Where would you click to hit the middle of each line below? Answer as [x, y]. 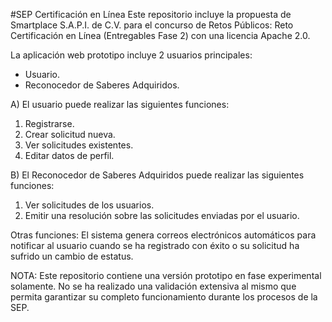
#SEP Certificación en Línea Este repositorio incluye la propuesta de [151, 14]
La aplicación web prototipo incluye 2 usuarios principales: [131, 55]
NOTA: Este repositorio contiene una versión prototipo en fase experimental [166, 275]
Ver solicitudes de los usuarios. [89, 205]
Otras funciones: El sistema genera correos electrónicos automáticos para [163, 235]
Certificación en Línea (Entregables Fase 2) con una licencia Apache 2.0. [160, 35]
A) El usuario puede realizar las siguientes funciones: [120, 104]
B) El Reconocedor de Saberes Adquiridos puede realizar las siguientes [157, 175]
